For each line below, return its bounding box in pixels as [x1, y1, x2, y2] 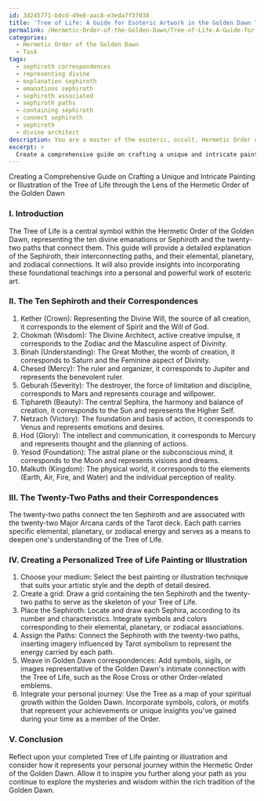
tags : [9, 56, 27, 64]
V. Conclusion [9, 734, 63, 745]
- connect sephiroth [16, 114, 83, 122]
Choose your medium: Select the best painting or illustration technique [20, 572, 249, 582]
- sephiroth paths [16, 99, 77, 107]
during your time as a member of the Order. [20, 715, 161, 724]
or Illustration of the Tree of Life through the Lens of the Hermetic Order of [9, 180, 249, 189]
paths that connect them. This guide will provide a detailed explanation [23, 243, 251, 252]
